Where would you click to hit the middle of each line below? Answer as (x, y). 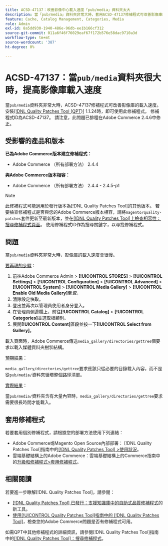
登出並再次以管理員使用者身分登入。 (50, 306)
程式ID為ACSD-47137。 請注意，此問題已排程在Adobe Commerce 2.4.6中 (81, 117)
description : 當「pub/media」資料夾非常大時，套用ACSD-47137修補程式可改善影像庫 (84, 14)
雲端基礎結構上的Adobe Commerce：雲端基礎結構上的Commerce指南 (84, 456)
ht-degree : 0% (20, 47)
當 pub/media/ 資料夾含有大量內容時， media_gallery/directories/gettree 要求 (84, 396)
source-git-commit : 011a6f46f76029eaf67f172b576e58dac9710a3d (71, 33)
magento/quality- (144, 213)
